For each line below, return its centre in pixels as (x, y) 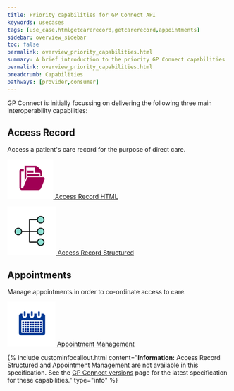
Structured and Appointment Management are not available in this (103, 365)
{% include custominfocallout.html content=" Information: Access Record (114, 358)
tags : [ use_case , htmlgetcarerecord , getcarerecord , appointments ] (104, 30)
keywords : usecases (36, 22)
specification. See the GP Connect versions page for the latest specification (117, 373)
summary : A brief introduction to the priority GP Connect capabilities (116, 60)
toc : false (23, 45)
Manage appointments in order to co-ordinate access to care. (97, 292)
